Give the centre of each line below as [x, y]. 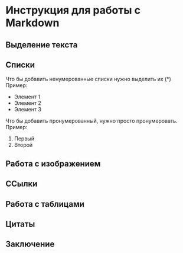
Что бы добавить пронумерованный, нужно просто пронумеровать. [91, 121]
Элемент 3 [28, 110]
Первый [24, 139]
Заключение [30, 244]
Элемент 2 [28, 103]
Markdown [32, 23]
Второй [23, 145]
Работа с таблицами [45, 204]
